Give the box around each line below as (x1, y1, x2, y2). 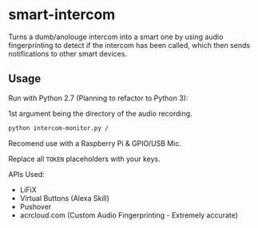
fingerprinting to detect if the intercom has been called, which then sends (8, 40, 250, 49)
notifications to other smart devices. (8, 49, 128, 58)
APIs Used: (8, 169, 46, 179)
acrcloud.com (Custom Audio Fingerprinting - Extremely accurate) (19, 210, 238, 220)
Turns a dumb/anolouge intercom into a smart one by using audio (8, 32, 224, 41)
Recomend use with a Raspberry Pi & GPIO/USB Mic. (8, 138, 182, 148)
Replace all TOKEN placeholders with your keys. (8, 154, 161, 163)
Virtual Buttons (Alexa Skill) (19, 193, 110, 202)
